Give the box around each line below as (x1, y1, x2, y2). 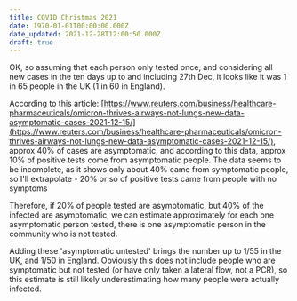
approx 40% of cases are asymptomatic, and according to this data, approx (9, 146, 286, 156)
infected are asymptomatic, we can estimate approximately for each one (9, 210, 274, 220)
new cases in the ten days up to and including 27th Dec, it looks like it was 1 (9, 72, 287, 83)
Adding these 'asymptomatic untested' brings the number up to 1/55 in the (9, 246, 282, 257)
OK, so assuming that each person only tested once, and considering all (9, 62, 273, 73)
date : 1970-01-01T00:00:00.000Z (9, 21, 129, 30)
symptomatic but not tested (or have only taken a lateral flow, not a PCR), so (9, 265, 288, 275)
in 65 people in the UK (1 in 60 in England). (9, 81, 165, 91)
